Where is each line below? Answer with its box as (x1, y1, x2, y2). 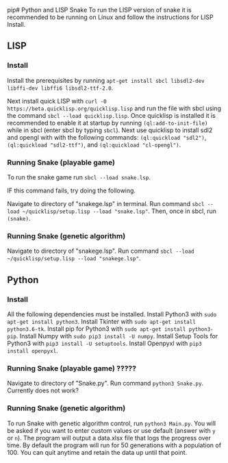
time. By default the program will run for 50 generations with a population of (7, 441, 221, 449)
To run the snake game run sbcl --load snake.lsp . (7, 173, 151, 181)
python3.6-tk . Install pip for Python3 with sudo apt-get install (7, 325, 186, 333)
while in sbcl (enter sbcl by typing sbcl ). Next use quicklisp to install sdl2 (7, 126, 213, 134)
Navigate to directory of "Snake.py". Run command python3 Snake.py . (7, 379, 204, 388)
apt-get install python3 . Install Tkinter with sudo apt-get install (7, 317, 197, 325)
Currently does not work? (7, 386, 79, 395)
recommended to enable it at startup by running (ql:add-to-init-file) (7, 118, 208, 127)
